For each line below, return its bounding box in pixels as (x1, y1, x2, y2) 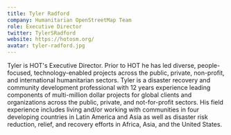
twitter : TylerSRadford (7, 29, 76, 37)
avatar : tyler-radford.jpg (7, 42, 85, 49)
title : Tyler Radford (7, 10, 70, 17)
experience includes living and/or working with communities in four (7, 105, 200, 114)
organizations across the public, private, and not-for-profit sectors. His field (7, 98, 224, 106)
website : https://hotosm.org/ (7, 36, 95, 43)
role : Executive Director (7, 23, 82, 30)
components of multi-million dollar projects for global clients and (7, 91, 192, 99)
